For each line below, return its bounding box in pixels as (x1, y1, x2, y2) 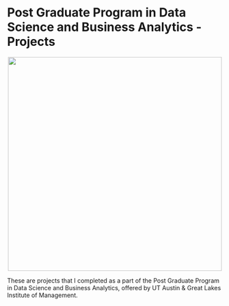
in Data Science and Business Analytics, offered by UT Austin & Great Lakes (7, 283, 221, 292)
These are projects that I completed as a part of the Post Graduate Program (7, 276, 220, 285)
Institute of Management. (7, 291, 79, 299)
